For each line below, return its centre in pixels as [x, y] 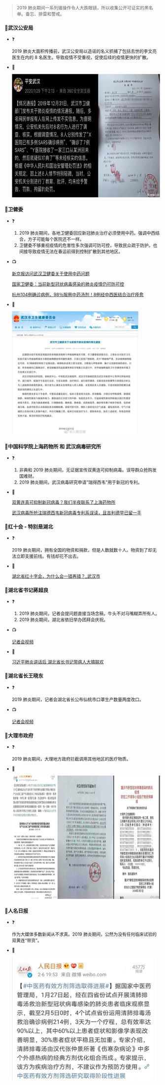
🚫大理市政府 [19, 735]
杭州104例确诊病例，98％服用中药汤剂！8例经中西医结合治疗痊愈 [78, 294]
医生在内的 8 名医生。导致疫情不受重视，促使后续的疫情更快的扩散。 [81, 57]
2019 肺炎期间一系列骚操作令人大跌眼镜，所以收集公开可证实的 [81, 8]
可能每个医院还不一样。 [60, 239]
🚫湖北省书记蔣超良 [27, 590]
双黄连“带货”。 [27, 941]
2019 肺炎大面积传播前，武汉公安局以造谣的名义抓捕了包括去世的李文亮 [84, 51]
